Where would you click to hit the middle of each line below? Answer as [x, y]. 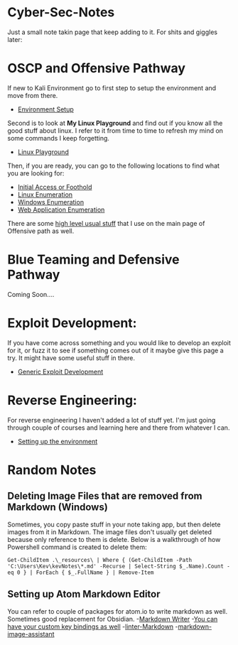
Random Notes [52, 470]
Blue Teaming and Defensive [93, 260]
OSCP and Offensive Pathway [97, 69]
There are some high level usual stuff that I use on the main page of [106, 223]
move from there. [33, 95]
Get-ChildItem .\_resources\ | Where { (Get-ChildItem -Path [100, 560]
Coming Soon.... [31, 294]
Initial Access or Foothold [55, 187]
